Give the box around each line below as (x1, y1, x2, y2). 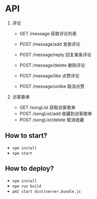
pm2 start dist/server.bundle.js (12, 189, 81, 194)
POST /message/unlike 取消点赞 (19, 83, 85, 89)
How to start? (5, 132, 48, 140)
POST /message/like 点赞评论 (19, 72, 80, 78)
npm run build (12, 184, 41, 189)
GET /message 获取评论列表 (19, 30, 77, 36)
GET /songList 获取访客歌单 (19, 104, 76, 110)
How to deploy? (5, 164, 54, 173)
